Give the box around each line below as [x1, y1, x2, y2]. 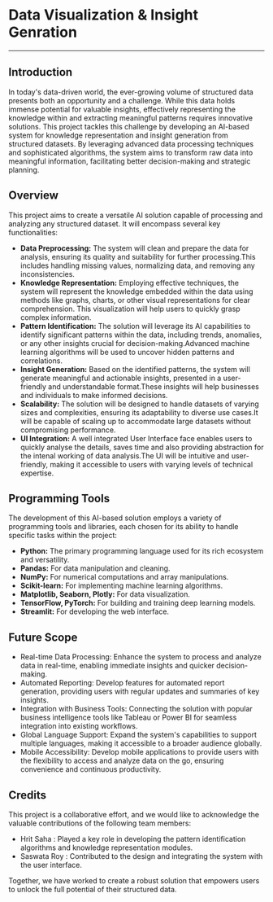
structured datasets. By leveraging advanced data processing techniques [8, 138, 254, 148]
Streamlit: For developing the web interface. [19, 606, 169, 616]
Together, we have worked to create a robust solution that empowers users [8, 876, 260, 885]
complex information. [19, 312, 92, 322]
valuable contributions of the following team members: [8, 818, 192, 828]
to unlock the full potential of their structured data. [8, 885, 177, 894]
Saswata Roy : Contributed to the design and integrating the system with [19, 852, 263, 860]
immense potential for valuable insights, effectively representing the [8, 104, 236, 114]
